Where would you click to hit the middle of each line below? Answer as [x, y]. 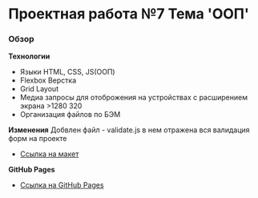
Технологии [29, 56]
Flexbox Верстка [48, 80]
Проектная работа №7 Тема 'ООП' [129, 14]
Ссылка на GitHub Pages [62, 185]
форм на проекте [38, 139]
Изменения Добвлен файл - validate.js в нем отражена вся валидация [129, 130]
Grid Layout [39, 89]
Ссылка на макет [49, 154]
